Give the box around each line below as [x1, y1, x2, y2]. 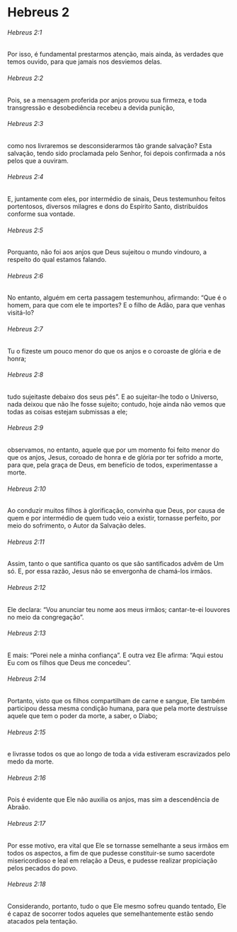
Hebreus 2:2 [7, 74, 44, 82]
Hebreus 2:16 [7, 773, 46, 782]
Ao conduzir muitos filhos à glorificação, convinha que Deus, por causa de [7, 506, 225, 515]
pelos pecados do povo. [7, 863, 78, 872]
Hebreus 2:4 [7, 173, 44, 181]
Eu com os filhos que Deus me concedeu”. [7, 658, 131, 666]
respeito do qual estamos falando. [7, 256, 107, 264]
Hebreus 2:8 [7, 370, 44, 379]
